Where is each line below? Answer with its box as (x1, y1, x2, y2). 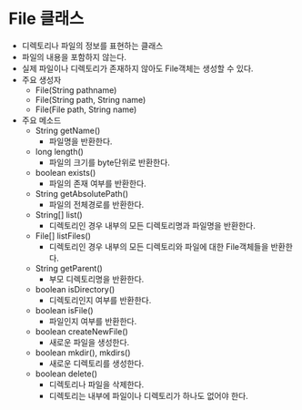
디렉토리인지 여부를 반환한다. (48, 294, 152, 305)
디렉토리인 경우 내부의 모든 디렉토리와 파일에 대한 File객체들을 (48, 241, 269, 251)
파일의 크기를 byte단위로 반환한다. (48, 157, 170, 168)
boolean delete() (35, 368, 97, 379)
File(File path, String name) (35, 104, 137, 115)
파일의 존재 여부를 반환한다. (48, 178, 146, 189)
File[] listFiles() (35, 230, 92, 241)
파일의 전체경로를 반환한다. (48, 199, 145, 210)
